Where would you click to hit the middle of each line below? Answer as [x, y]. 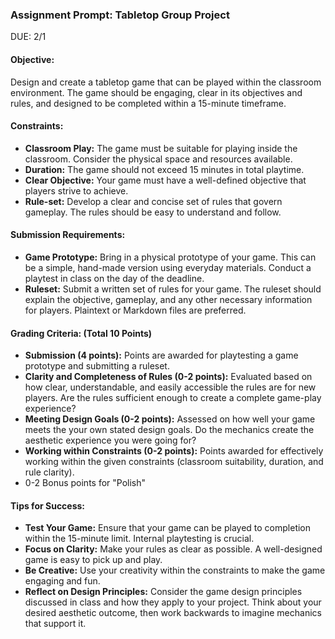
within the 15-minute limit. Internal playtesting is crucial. [139, 539]
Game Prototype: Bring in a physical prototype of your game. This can [170, 257]
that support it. [55, 624]
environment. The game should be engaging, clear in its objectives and [156, 92]
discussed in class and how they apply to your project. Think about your [173, 602]
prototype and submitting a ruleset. [97, 366]
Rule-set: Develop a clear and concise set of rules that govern [153, 201]
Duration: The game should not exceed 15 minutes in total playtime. [164, 169]
